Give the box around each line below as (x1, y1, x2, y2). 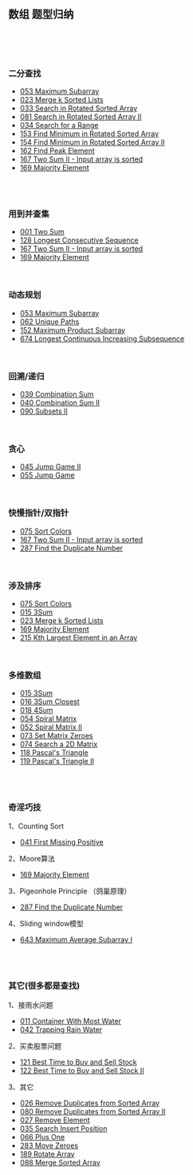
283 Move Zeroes (19, 1141, 78, 1150)
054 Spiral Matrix (19, 714, 77, 724)
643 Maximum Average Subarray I (19, 935, 133, 945)
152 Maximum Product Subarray (19, 325, 126, 334)
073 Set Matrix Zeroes (19, 731, 93, 741)
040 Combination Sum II (19, 398, 100, 407)
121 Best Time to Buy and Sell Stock (19, 1057, 137, 1066)
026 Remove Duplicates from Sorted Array (19, 1098, 160, 1108)
